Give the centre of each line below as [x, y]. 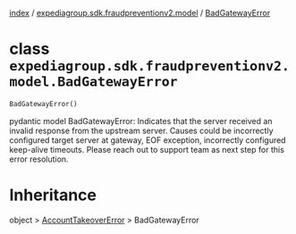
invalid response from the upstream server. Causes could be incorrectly [142, 130]
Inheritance [53, 195]
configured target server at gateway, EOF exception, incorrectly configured [148, 140]
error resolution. [39, 159]
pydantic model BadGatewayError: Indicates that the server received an [141, 121]
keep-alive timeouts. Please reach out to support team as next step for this [147, 149]
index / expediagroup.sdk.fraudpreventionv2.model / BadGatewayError [140, 13]
